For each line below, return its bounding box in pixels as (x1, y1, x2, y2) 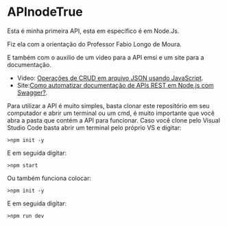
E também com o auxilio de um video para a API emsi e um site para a (7, 53, 204, 62)
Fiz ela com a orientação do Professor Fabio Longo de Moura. (7, 40, 182, 48)
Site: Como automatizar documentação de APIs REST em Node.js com (16, 81, 214, 89)
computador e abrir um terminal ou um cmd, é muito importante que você (7, 109, 215, 117)
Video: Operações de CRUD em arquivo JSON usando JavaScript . (16, 73, 204, 82)
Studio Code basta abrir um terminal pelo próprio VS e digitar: (7, 123, 182, 131)
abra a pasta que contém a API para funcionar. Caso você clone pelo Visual (7, 116, 221, 124)
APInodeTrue (7, 4, 84, 20)
